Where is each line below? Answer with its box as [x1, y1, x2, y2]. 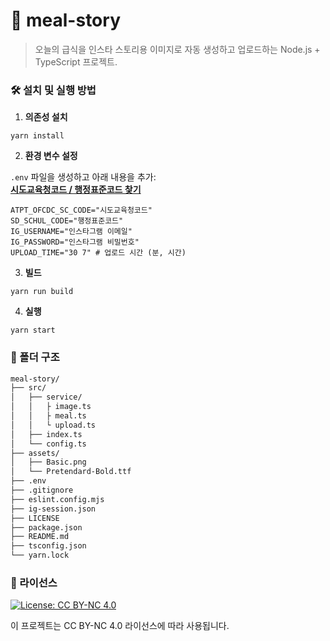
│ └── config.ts [10, 439, 87, 449]
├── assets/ [10, 448, 60, 458]
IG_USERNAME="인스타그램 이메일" [10, 227, 133, 237]
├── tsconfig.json [10, 541, 87, 551]
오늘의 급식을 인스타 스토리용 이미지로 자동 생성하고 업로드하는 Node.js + [34, 43, 321, 55]
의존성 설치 [24, 111, 68, 123]
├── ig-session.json [10, 504, 97, 514]
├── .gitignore [10, 485, 74, 496]
